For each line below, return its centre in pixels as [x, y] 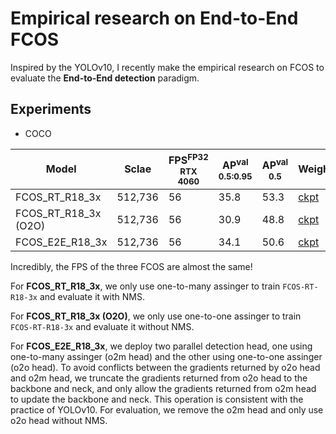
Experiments [51, 109]
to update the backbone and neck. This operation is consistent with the [157, 399]
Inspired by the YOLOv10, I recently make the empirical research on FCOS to [167, 67]
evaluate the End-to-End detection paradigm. [105, 78]
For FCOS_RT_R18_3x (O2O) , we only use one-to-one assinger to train [156, 316]
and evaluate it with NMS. [92, 297]
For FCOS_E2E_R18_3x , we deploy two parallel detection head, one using [161, 346]
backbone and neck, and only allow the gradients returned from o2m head [163, 389]
